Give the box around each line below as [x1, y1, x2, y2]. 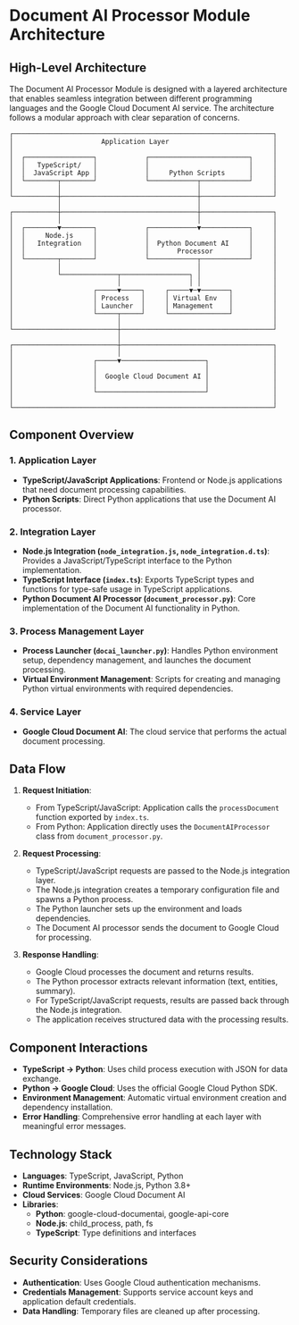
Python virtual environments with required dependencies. [21, 683, 234, 694]
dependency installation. [21, 1101, 113, 1113]
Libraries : [21, 1199, 59, 1210]
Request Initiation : [21, 785, 92, 796]
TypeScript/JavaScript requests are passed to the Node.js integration [35, 865, 290, 876]
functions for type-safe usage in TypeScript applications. [21, 583, 233, 595]
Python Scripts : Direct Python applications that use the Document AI [21, 494, 277, 504]
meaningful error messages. [21, 1121, 127, 1132]
